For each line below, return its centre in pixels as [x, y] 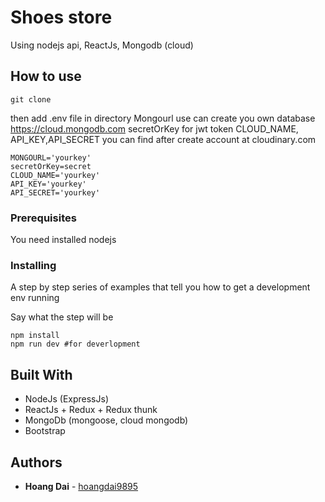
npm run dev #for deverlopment [75, 344]
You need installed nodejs [63, 240]
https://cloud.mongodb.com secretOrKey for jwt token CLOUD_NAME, [154, 128]
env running [35, 298]
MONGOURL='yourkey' [51, 157]
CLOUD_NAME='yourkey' [55, 175]
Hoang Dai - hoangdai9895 [81, 486]
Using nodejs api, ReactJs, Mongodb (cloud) [102, 45]
